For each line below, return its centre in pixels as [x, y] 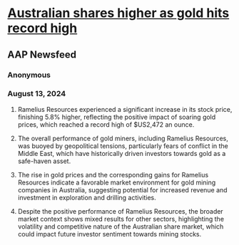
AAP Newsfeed [42, 54]
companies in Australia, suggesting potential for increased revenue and [122, 189]
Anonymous [29, 75]
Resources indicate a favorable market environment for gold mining [117, 182]
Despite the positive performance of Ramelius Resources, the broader [120, 211]
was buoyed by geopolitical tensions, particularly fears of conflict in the [123, 146]
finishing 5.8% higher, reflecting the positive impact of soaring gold [117, 117]
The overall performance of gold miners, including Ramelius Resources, [123, 138]
